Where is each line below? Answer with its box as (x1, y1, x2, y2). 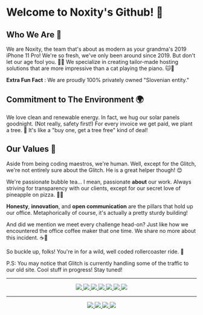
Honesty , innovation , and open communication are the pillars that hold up (6, 202, 193, 210)
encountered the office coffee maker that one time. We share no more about (6, 227, 196, 234)
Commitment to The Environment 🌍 (6, 95, 144, 105)
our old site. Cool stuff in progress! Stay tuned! (6, 266, 123, 273)
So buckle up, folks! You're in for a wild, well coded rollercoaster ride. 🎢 (6, 247, 184, 255)
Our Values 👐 (6, 144, 56, 154)
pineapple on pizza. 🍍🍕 (6, 191, 64, 198)
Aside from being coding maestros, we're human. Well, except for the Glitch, (6, 160, 196, 167)
